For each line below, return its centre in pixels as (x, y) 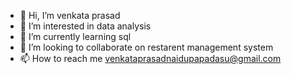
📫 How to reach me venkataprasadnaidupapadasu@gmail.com (150, 58)
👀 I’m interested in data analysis (85, 26)
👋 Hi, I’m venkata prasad (70, 15)
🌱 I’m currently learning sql (75, 36)
